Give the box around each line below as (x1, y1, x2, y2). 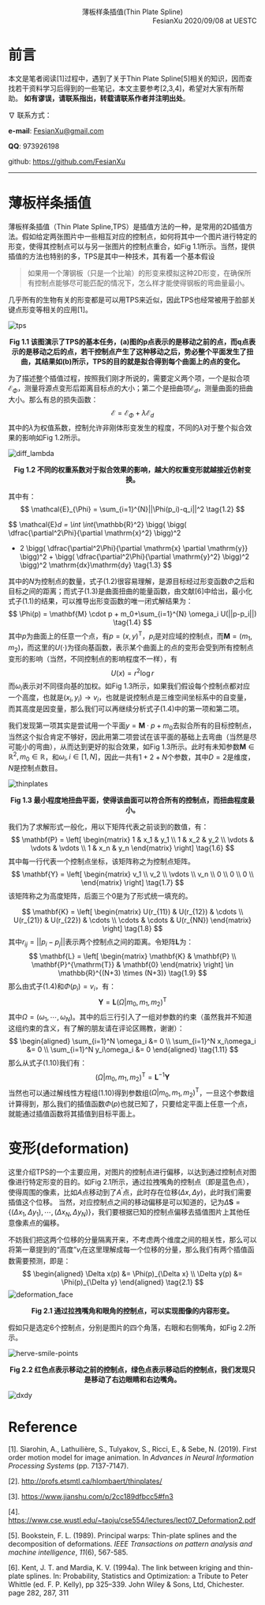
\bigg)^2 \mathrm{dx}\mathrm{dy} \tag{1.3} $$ (19, 560, 172, 570)
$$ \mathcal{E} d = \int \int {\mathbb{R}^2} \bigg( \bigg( (8, 520, 187, 529)
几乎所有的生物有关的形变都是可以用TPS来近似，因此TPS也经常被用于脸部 (8, 295, 249, 304)
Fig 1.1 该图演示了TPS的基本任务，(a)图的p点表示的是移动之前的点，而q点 (9, 337, 249, 346)
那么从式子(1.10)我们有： (8, 1058, 88, 1068)
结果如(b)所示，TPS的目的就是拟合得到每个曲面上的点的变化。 (41, 356, 244, 366)
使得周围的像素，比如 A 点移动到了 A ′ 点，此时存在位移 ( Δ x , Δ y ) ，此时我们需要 (8, 1185, 252, 1196)
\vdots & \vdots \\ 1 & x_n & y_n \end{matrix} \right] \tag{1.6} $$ (30, 843, 235, 853)
